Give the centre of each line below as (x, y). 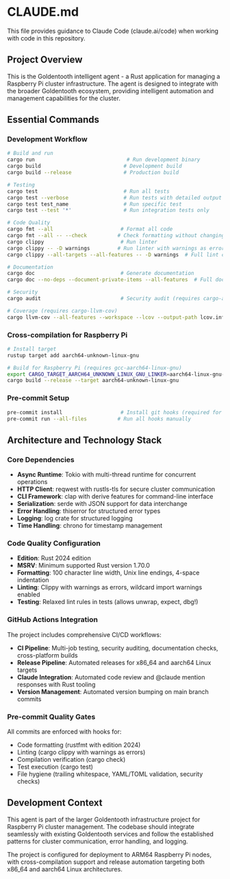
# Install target (32, 349)
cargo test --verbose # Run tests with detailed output (115, 197)
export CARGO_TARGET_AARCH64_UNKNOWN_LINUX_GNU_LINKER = (88, 374)
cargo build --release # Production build (93, 173)
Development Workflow (47, 139)
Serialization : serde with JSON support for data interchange (102, 504)
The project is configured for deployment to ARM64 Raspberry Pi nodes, (110, 854)
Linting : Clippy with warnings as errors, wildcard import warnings (110, 588)
